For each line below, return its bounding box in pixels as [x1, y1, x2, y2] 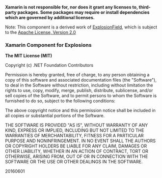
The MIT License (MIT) [5, 53, 53, 59]
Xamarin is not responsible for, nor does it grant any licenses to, [5, 4, 138, 10]
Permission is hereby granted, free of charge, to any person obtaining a [5, 72, 150, 78]
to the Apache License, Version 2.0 [5, 30, 76, 35]
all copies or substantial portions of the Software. [5, 113, 105, 119]
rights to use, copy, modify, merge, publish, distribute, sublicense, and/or [5, 88, 153, 93]
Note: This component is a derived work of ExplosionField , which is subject [5, 24, 157, 30]
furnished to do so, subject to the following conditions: [5, 98, 115, 104]
